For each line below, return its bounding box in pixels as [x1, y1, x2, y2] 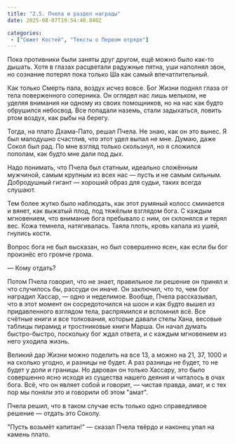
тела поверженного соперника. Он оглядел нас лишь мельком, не [7, 91, 207, 100]
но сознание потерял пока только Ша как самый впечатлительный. [7, 70, 209, 79]
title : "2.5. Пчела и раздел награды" [7, 10, 121, 18]
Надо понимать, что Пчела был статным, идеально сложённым [7, 163, 198, 172]
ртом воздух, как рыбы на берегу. [7, 114, 110, 122]
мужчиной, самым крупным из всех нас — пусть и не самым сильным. [7, 171, 222, 179]
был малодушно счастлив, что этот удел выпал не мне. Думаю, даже [7, 135, 216, 143]
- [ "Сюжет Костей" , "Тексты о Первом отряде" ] [10, 36, 149, 43]
